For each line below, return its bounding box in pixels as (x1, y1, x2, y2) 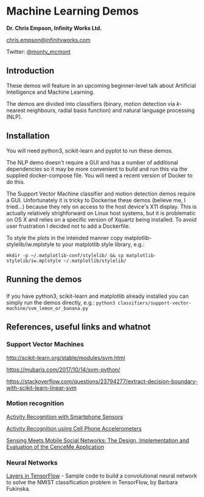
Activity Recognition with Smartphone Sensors (6, 413, 124, 420)
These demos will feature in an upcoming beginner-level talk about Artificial (6, 82, 196, 89)
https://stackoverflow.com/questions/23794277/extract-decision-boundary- (6, 378, 198, 385)
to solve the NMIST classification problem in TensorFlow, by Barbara (6, 479, 178, 486)
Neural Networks (6, 458, 58, 467)
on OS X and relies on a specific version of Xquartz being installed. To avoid (6, 216, 197, 223)
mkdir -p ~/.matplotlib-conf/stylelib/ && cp (6, 252, 124, 258)
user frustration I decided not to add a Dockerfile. (6, 222, 130, 230)
